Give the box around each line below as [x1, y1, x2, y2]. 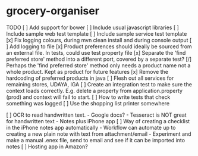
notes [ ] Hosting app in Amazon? [6, 143, 88, 150]
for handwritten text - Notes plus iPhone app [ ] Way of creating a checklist [6, 117, 190, 124]
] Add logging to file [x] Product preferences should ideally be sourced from [6, 43, 192, 50]
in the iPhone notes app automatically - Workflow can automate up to [6, 124, 176, 131]
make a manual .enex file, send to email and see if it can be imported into [6, 136, 186, 143]
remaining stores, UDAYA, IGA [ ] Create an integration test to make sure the [6, 80, 192, 88]
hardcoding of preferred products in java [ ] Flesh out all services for [6, 74, 174, 82]
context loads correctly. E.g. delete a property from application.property [6, 87, 183, 94]
